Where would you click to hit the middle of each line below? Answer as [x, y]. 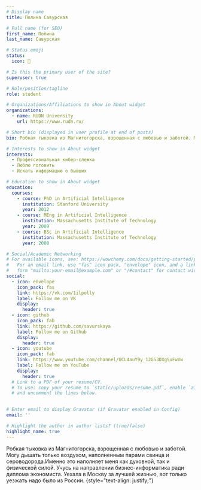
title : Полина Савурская [37, 17]
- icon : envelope [33, 282]
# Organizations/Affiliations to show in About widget [76, 105]
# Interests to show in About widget [53, 149]
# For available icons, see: [42, 259]
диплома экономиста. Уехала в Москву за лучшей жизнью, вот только [97, 474]
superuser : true [26, 78]
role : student [24, 94]
